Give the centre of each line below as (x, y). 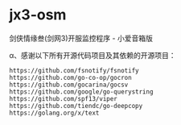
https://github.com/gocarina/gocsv (69, 85)
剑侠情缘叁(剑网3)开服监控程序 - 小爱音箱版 (81, 38)
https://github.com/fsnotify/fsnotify (74, 70)
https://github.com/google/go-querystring (81, 92)
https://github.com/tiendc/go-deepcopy (76, 106)
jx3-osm (38, 15)
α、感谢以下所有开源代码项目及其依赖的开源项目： (93, 55)
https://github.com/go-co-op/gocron (70, 77)
